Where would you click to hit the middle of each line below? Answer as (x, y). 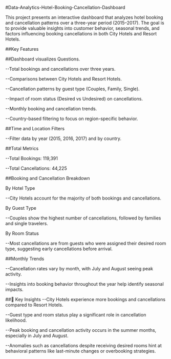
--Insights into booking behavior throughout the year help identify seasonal (84, 284)
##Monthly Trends (25, 259)
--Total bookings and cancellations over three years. (61, 69)
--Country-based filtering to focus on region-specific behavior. (72, 118)
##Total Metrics (22, 148)
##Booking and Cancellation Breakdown (48, 178)
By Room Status (22, 233)
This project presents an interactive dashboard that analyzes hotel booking (84, 17)
